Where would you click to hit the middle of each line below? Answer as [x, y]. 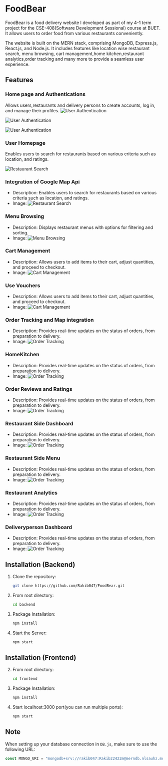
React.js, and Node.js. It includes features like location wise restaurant [77, 48]
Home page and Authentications [45, 94]
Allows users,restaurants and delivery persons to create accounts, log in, [80, 105]
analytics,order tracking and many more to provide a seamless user [74, 59]
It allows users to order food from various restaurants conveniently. [74, 33]
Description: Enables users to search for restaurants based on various [84, 193]
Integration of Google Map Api [42, 182]
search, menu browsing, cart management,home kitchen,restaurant [74, 54]
